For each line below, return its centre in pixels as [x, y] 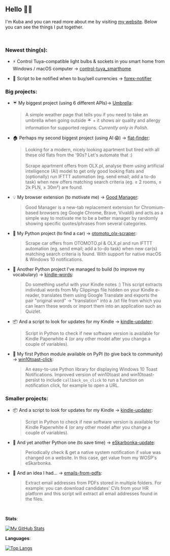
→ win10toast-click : [33, 359]
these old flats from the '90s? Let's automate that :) [79, 155]
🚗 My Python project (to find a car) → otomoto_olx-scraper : [75, 234]
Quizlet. [33, 312]
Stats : [12, 518]
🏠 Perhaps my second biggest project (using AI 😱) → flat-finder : [81, 138]
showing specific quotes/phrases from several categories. [86, 223]
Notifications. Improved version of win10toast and [77, 375]
